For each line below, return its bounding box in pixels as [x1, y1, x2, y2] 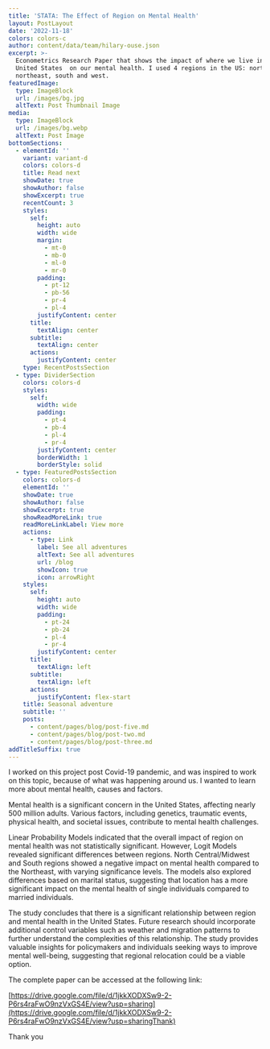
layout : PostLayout [8, 19, 74, 27]
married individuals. [8, 893, 74, 902]
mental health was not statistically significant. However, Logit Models [8, 841, 237, 851]
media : [8, 109, 31, 118]
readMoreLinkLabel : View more [22, 521, 125, 529]
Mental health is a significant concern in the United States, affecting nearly [8, 800, 256, 810]
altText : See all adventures [37, 551, 135, 559]
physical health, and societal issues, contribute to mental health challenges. [8, 817, 260, 827]
